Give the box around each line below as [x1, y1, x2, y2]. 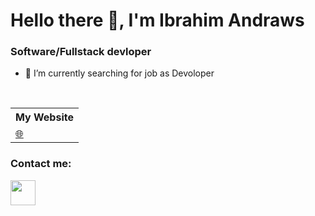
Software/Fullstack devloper [10, 45, 152, 59]
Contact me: [10, 157, 72, 171]
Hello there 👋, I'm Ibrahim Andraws [10, 9, 305, 32]
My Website [15, 110, 74, 124]
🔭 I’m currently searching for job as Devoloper [24, 67, 215, 79]
